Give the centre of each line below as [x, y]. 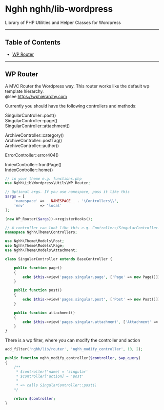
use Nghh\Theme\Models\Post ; [35, 241]
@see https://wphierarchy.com [36, 96]
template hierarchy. [24, 91]
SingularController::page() [31, 120]
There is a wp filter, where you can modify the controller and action [73, 340]
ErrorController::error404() [32, 155]
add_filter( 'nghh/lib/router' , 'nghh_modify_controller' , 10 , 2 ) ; [74, 349]
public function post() [38, 290]
